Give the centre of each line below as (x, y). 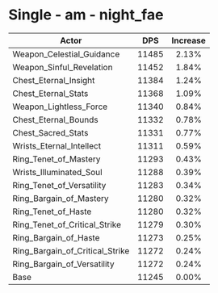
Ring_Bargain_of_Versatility (63, 264)
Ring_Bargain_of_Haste (56, 237)
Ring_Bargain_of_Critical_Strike (71, 250)
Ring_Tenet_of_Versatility (59, 185)
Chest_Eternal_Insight (54, 80)
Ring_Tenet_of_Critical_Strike (67, 224)
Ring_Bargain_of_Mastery (61, 198)
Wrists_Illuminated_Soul (57, 172)
